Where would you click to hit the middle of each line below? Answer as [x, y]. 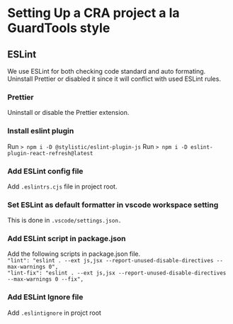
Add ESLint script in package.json [67, 239]
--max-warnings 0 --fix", [45, 279]
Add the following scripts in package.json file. [74, 254]
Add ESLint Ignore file [45, 297]
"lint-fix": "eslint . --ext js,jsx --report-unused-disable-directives [117, 273]
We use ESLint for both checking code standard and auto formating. [107, 71]
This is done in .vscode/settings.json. [64, 220]
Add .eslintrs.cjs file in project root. [62, 186]
